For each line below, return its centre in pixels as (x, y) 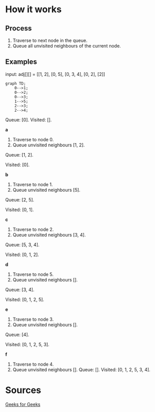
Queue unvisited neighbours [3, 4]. (49, 235)
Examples (21, 62)
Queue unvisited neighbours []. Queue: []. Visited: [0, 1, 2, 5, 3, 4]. (82, 369)
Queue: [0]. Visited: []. (28, 120)
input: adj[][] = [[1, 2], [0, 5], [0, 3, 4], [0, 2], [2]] (55, 74)
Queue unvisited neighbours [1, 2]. (49, 145)
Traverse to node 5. (33, 274)
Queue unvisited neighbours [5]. (46, 190)
